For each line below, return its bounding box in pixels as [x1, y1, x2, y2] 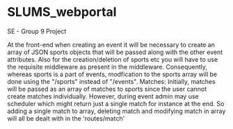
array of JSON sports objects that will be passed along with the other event [7, 48, 223, 56]
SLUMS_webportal [7, 4, 117, 20]
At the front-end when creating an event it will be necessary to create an [7, 40, 216, 49]
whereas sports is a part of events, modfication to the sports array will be [7, 70, 218, 78]
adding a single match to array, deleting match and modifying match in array [7, 107, 226, 115]
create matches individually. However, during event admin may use [7, 92, 200, 101]
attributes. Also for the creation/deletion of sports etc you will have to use [7, 55, 218, 63]
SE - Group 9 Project [7, 27, 67, 35]
